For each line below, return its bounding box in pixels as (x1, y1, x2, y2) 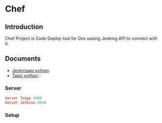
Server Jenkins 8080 (5, 100, 47, 105)
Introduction (5, 23, 44, 31)
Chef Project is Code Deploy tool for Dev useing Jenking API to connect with (5, 35, 158, 41)
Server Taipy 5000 (5, 96, 42, 101)
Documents (5, 55, 41, 63)
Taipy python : (12, 73, 41, 78)
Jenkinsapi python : (12, 67, 50, 73)
